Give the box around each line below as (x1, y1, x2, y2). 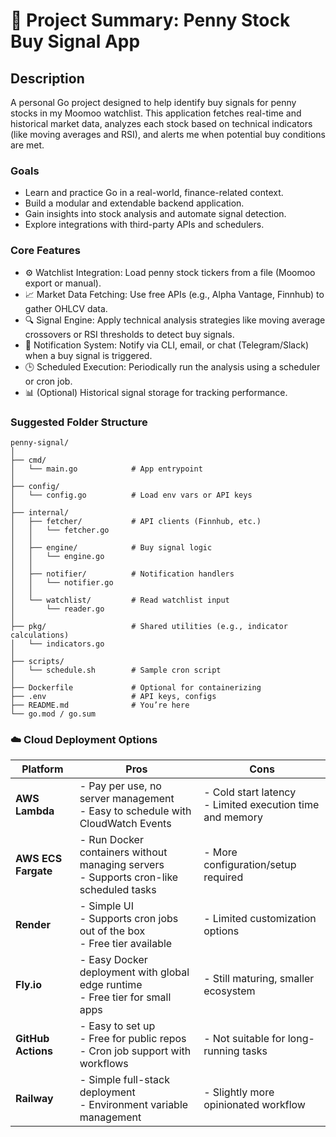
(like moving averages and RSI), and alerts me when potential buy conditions (10, 129, 326, 140)
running (203, 1044, 240, 1058)
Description (10, 70, 85, 87)
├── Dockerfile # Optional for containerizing (10, 682, 262, 693)
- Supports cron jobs (79, 912, 179, 926)
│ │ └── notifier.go (10, 577, 114, 588)
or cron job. (24, 375, 73, 387)
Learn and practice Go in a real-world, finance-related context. (24, 187, 284, 199)
